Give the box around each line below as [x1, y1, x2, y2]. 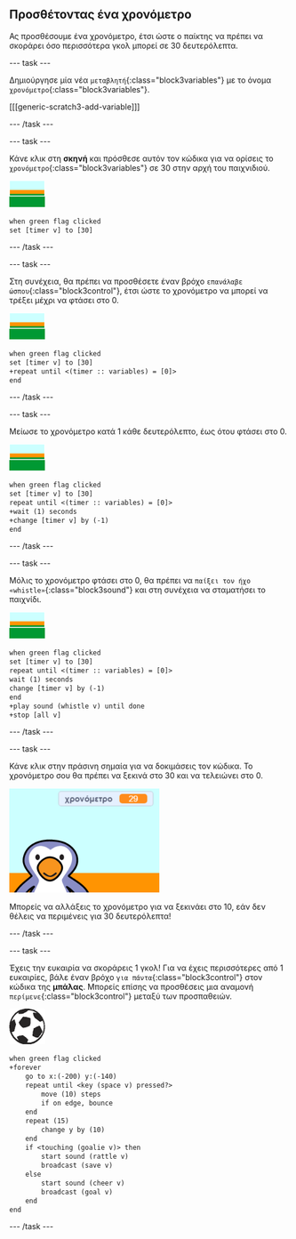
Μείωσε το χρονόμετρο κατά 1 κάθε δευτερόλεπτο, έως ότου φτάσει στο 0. [9, 426, 287, 437]
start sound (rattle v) [41, 1152, 129, 1161]
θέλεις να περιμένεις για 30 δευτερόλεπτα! [9, 911, 172, 921]
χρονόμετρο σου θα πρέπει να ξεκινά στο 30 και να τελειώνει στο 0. [9, 769, 264, 781]
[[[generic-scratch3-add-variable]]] [9, 101, 140, 112]
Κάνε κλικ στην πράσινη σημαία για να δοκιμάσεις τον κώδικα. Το [9, 760, 253, 771]
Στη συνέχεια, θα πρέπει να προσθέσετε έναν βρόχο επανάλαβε [9, 276, 243, 286]
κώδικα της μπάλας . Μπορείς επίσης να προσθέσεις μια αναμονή [9, 981, 254, 992]
